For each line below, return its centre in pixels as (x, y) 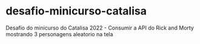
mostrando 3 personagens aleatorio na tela (59, 34)
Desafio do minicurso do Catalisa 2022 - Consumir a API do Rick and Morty (100, 28)
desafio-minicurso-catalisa (76, 11)
